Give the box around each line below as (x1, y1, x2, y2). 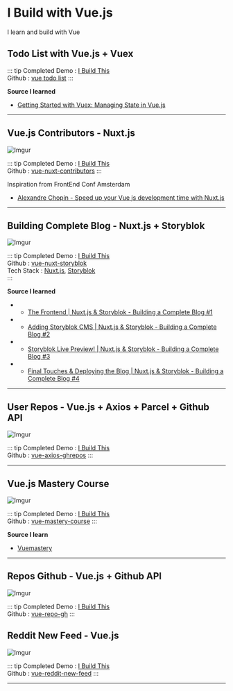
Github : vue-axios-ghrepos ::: (7, 451, 94, 459)
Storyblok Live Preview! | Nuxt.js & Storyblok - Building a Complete (27, 345, 219, 353)
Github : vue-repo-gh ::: (7, 609, 75, 618)
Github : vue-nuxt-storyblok (7, 259, 87, 268)
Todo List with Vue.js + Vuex (7, 48, 134, 60)
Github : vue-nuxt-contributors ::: (7, 167, 102, 175)
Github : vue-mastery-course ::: (7, 517, 98, 525)
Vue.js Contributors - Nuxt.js (7, 127, 135, 139)
